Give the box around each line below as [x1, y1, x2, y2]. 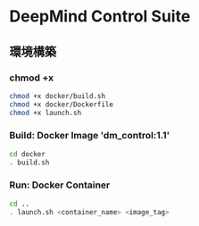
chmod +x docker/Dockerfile [9, 100, 114, 109]
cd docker [9, 149, 46, 158]
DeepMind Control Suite [9, 6, 191, 27]
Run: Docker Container [9, 179, 111, 191]
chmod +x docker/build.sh [9, 91, 105, 100]
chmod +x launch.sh [9, 108, 82, 117]
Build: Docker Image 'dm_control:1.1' [9, 130, 170, 142]
